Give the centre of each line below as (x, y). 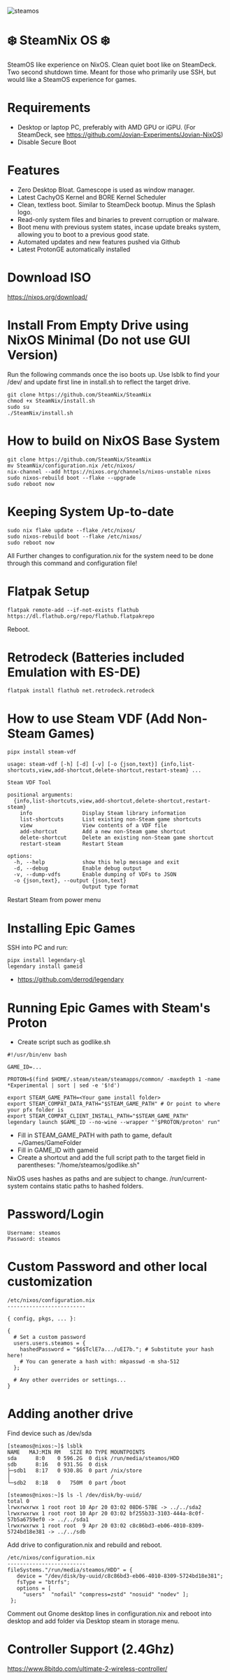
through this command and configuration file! (72, 563)
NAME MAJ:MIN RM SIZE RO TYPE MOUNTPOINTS (76, 1452)
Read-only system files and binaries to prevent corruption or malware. (118, 219)
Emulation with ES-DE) (74, 672)
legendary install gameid (45, 966)
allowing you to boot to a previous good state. (83, 234)
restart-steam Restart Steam (72, 844)
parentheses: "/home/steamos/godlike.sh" (78, 1165)
